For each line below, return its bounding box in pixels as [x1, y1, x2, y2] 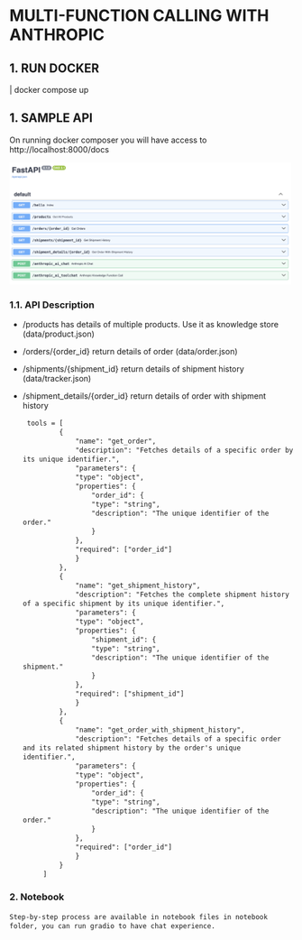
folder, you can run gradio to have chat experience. [9, 921, 216, 930]
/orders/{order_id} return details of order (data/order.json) [22, 346, 238, 357]
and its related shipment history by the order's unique [22, 743, 242, 753]
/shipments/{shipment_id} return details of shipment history [22, 364, 245, 374]
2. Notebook [9, 890, 65, 903]
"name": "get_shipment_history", [75, 581, 201, 591]
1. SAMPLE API [9, 110, 93, 126]
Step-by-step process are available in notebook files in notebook [9, 912, 269, 921]
